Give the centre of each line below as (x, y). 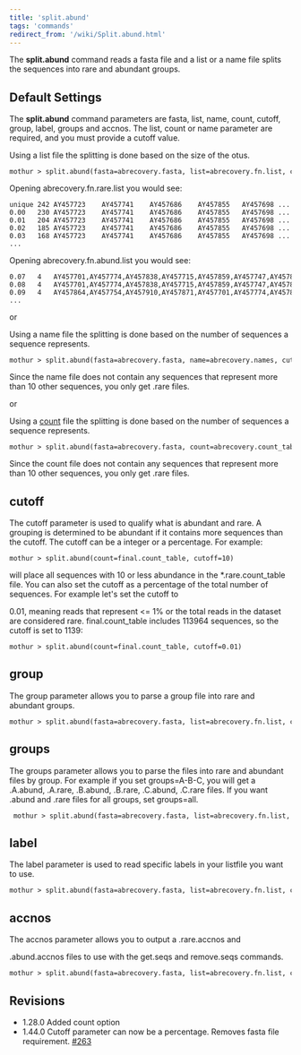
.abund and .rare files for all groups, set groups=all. (104, 799)
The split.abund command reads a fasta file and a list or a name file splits (146, 60)
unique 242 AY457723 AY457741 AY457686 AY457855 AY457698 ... (150, 205)
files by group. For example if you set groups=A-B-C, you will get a (133, 780)
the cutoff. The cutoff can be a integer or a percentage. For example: (136, 542)
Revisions (37, 1001)
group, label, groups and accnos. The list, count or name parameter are (141, 129)
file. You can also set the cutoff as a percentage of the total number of (139, 584)
